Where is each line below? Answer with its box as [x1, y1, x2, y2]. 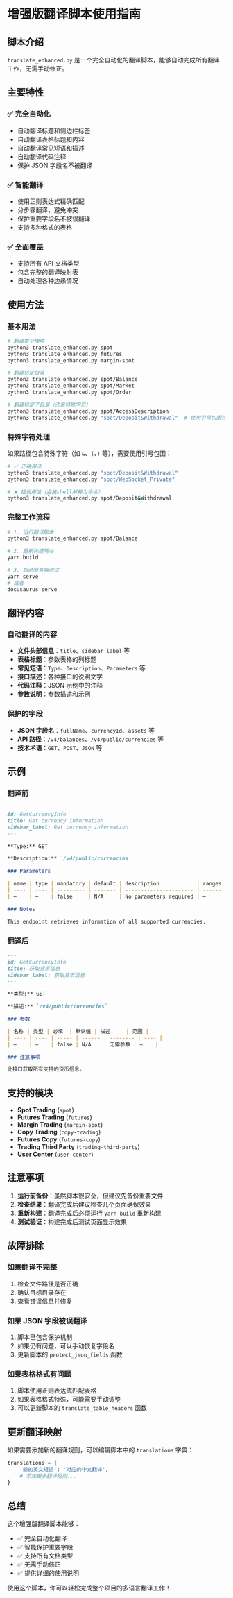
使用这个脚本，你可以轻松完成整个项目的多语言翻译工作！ [7, 1583, 171, 1592]
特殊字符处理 [7, 432, 51, 441]
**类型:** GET [7, 990, 46, 998]
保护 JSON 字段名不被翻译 [17, 161, 92, 169]
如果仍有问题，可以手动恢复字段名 [17, 1341, 115, 1350]
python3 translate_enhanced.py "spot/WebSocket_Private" [7, 476, 175, 483]
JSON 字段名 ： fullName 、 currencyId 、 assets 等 [17, 726, 155, 734]
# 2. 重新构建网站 [7, 547, 54, 555]
